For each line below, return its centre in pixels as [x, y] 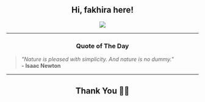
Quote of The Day [103, 46]
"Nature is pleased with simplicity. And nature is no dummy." [97, 59]
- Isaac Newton [41, 66]
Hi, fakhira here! [103, 10]
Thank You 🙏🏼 [103, 91]
